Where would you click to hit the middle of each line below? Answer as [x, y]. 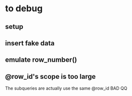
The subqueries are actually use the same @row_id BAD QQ [66, 88]
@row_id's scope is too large [50, 76]
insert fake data [30, 43]
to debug [24, 9]
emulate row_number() [41, 60]
